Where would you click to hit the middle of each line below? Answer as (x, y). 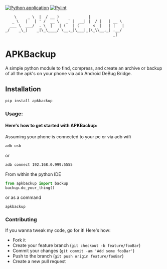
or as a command (23, 197)
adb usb (13, 146)
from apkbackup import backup (37, 183)
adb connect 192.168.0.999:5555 (39, 165)
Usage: (14, 114)
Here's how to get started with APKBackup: (51, 126)
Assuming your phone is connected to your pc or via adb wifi (68, 137)
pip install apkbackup (29, 101)
